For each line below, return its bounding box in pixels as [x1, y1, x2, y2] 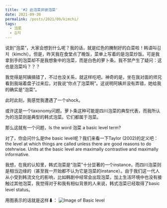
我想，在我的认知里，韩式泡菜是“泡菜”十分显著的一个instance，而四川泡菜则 [5, 162, 162, 168]
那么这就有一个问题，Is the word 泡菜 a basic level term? [5, 125, 121, 130]
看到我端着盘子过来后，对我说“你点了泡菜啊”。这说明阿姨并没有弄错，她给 [5, 80, 158, 86]
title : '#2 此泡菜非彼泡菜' [5, 7, 58, 12]
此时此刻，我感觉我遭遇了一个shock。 [5, 97, 83, 103]
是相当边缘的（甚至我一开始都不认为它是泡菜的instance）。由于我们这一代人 [5, 168, 160, 174]
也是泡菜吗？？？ [5, 63, 40, 69]
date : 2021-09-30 [5, 12, 41, 17]
